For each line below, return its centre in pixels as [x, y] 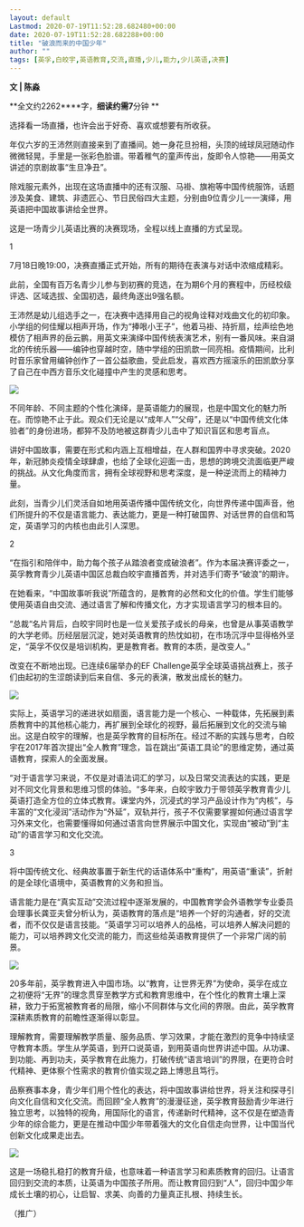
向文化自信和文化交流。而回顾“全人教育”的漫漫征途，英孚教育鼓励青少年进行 [152, 1101]
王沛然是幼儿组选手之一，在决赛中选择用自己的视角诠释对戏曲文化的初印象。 [152, 315]
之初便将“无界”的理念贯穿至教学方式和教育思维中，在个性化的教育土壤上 [144, 995]
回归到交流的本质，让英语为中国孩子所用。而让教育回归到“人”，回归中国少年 [152, 1183]
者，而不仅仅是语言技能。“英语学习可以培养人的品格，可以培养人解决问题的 [150, 924]
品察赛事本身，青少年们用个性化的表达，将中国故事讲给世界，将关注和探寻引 [152, 1090]
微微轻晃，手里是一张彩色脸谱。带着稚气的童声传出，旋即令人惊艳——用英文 [152, 156]
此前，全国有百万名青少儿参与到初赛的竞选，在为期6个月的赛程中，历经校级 [151, 285]
